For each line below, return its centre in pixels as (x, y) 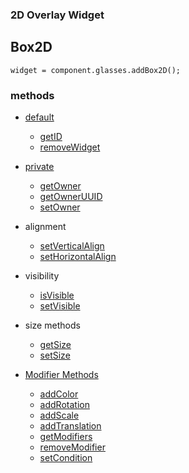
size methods (52, 325)
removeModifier (72, 447)
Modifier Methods (61, 375)
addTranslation (70, 426)
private (39, 167)
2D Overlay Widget (57, 15)
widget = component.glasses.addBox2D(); (96, 70)
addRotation (64, 405)
